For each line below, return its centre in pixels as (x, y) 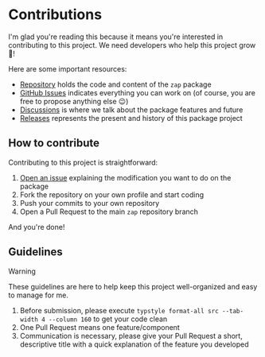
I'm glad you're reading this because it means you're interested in (116, 37)
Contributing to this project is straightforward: (83, 162)
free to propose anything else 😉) (74, 101)
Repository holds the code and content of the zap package (116, 84)
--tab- (233, 311)
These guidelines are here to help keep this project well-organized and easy (133, 286)
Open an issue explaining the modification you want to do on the (125, 177)
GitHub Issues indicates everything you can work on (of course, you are (138, 92)
